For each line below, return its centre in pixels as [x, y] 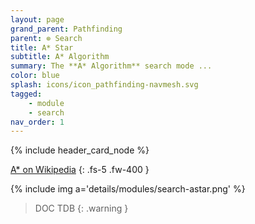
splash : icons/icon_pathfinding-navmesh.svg [104, 85]
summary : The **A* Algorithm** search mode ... [111, 66]
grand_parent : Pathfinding [66, 29]
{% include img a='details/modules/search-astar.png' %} [128, 189]
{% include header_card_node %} [80, 150]
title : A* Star [42, 47]
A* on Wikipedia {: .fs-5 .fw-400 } [80, 170]
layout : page [37, 19]
